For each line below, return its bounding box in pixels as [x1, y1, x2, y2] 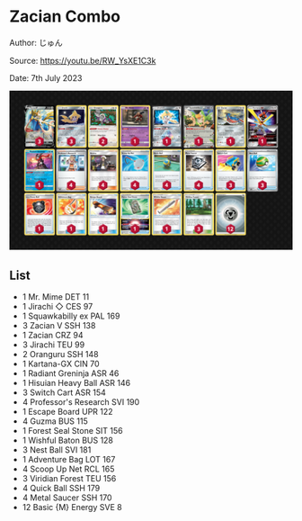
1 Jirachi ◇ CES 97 [22, 301, 93, 312]
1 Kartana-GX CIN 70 [22, 358, 101, 370]
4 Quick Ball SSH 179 [22, 483, 101, 494]
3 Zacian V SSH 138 [22, 320, 96, 331]
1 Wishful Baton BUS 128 [22, 435, 114, 446]
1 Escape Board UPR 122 [22, 407, 114, 418]
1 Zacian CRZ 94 [22, 330, 84, 341]
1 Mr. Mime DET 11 [22, 292, 90, 302]
